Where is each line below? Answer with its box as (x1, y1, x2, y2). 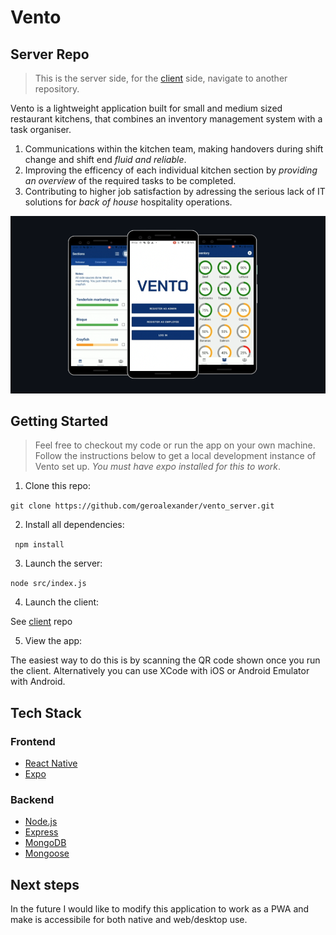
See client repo (10, 616, 73, 628)
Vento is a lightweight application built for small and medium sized (10, 102, 283, 114)
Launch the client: (24, 596, 100, 608)
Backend (10, 792, 55, 806)
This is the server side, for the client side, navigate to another (34, 72, 288, 84)
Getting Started (10, 412, 109, 430)
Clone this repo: (24, 480, 91, 492)
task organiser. (10, 124, 72, 135)
